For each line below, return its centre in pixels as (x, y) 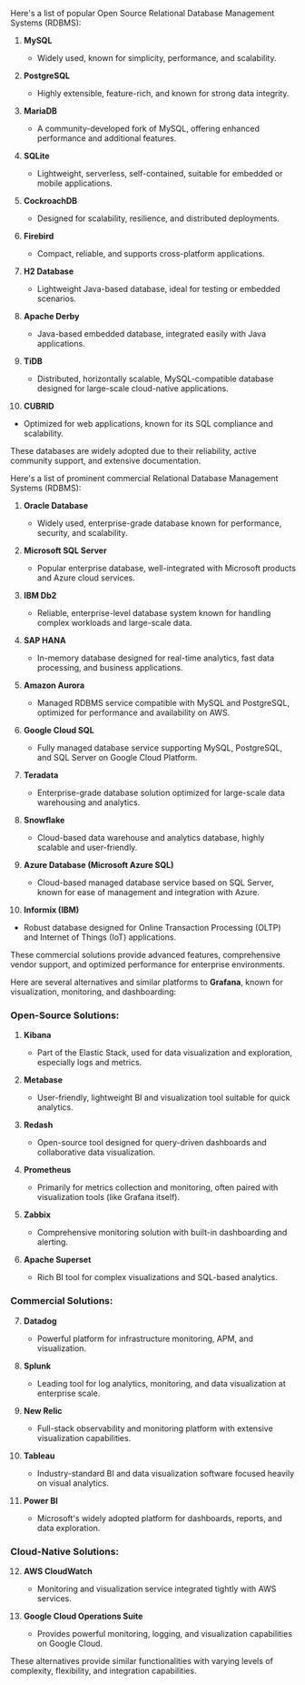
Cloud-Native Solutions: (64, 1551)
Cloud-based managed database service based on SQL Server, (156, 883)
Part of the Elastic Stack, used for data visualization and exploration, (165, 1053)
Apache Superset (57, 1260)
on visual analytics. (73, 1483)
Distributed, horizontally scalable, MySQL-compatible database (155, 378)
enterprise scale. (69, 1393)
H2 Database (49, 271)
